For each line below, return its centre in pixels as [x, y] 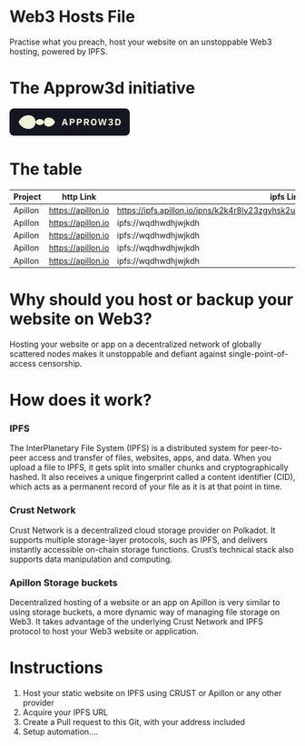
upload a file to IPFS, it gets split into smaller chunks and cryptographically [149, 467]
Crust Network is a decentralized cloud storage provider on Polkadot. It [143, 530]
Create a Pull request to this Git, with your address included [134, 722]
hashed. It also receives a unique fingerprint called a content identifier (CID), [152, 477]
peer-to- [267, 448]
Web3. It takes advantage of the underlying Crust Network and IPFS [136, 622]
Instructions [56, 668]
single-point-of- [258, 354]
